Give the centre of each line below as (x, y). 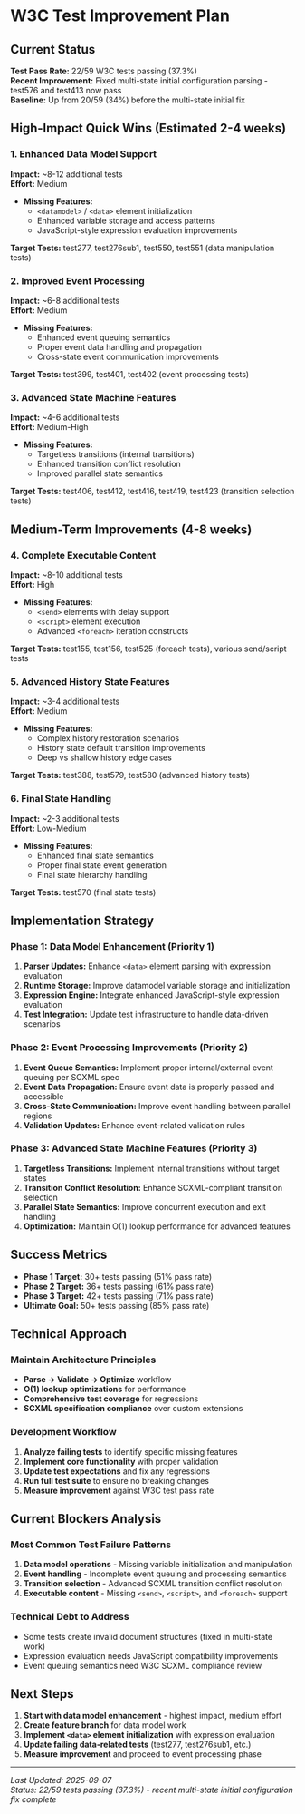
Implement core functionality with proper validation (121, 1461)
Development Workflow (63, 1432)
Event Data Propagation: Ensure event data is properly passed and (149, 1087)
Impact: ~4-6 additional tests (65, 417)
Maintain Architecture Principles (83, 1360)
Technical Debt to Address (70, 1617)
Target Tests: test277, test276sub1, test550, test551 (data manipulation (143, 248)
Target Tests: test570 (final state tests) (83, 892)
